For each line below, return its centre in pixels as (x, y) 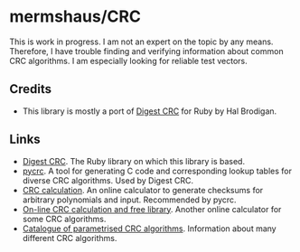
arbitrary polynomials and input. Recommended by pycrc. (129, 200)
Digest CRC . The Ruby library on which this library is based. (134, 161)
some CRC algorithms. (64, 219)
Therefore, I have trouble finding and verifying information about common (146, 51)
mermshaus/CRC (75, 17)
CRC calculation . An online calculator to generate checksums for (143, 190)
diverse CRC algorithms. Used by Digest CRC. (108, 180)
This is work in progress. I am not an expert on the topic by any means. (141, 42)
